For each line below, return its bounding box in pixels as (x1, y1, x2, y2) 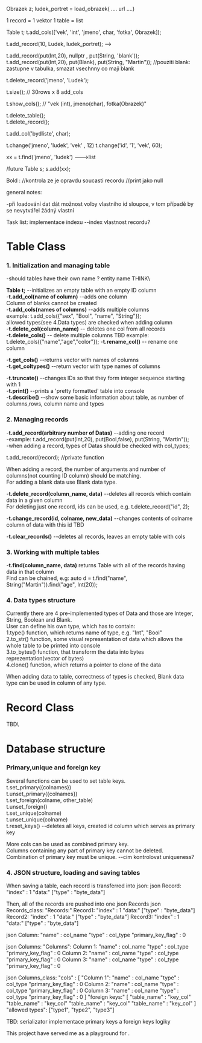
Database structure (6, 742, 106, 755)
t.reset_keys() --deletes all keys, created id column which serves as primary (6, 822, 195, 829)
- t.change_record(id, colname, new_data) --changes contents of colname (6, 515, 193, 522)
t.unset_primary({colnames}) (6, 790, 78, 797)
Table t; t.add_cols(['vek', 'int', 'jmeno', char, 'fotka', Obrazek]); (6, 28, 162, 36)
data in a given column (6, 496, 63, 504)
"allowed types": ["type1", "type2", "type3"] (6, 1006, 115, 1013)
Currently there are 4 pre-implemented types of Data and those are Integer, (6, 610, 194, 617)
